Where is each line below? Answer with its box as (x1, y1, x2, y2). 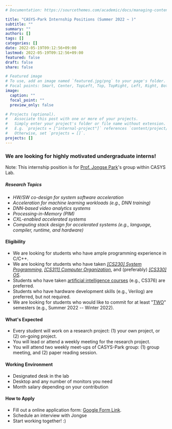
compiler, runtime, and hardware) (12, 227, 84, 233)
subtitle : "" (5, 22, 33, 27)
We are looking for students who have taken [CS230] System (12, 261, 142, 267)
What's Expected (5, 316, 43, 322)
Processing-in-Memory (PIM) (12, 210, 75, 217)
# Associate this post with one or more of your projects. (5, 116, 139, 122)
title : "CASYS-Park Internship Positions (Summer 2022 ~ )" (5, 16, 137, 22)
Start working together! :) (12, 418, 67, 424)
